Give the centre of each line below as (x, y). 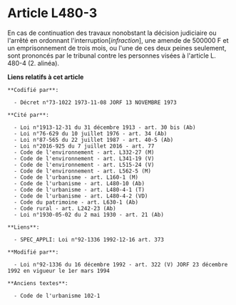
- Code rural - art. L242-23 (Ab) (65, 208)
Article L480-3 (52, 13)
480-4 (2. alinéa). (33, 63)
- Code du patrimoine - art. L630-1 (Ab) (76, 202)
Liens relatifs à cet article (46, 77)
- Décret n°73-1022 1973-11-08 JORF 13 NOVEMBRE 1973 (95, 102)
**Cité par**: (29, 115)
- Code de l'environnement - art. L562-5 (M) (83, 171)
